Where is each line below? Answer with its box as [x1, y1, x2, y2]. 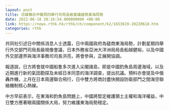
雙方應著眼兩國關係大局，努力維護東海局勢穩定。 [9, 99, 111, 105]
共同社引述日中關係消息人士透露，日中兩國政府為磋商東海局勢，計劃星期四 [5, 41, 159, 47]
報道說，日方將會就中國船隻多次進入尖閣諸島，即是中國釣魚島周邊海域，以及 [5, 64, 164, 70]
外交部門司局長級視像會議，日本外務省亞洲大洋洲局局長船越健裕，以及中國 [9, 47, 164, 53]
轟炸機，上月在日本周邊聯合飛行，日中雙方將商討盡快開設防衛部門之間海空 [5, 76, 159, 82]
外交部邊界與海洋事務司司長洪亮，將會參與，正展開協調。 [5, 53, 124, 59]
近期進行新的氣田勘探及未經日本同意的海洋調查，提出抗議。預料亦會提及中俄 [5, 70, 164, 76]
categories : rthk [5, 26, 42, 31]
